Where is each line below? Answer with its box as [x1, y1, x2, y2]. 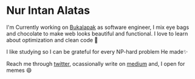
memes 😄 [6, 66, 32, 74]
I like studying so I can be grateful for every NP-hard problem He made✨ [6, 48, 188, 55]
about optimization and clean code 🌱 [6, 36, 98, 43]
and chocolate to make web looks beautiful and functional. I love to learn [6, 30, 188, 37]
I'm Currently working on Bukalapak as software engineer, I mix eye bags [6, 24, 190, 31]
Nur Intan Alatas [6, 4, 90, 17]
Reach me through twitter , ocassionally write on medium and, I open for [6, 60, 185, 67]
